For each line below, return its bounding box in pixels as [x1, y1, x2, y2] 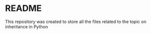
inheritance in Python [5, 23, 48, 29]
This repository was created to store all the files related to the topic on [5, 19, 147, 24]
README [5, 3, 42, 14]
